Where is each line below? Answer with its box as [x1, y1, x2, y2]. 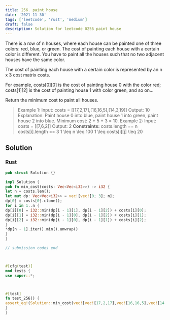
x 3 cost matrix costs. [5, 72, 51, 78]
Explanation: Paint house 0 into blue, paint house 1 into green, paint [17, 113, 158, 119]
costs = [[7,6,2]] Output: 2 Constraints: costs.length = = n [17, 123, 138, 129]
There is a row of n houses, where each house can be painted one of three [5, 40, 161, 46]
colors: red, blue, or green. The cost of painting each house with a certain [5, 46, 160, 52]
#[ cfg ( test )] [5, 263, 33, 269]
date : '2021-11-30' [5, 12, 47, 17]
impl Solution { [5, 179, 40, 184]
